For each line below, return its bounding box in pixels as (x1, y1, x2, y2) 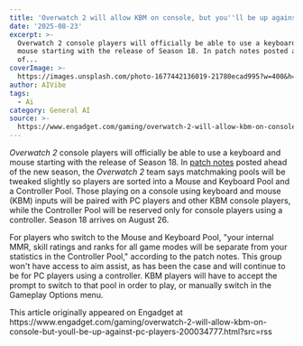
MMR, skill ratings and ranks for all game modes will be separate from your (9, 241, 288, 252)
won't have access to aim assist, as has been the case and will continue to (9, 261, 286, 271)
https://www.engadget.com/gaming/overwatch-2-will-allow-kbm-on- (9, 317, 268, 327)
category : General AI (9, 106, 91, 115)
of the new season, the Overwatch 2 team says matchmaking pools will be (9, 166, 286, 177)
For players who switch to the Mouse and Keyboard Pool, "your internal (9, 232, 274, 242)
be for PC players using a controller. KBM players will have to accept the (9, 270, 278, 281)
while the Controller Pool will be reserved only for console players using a (9, 205, 283, 215)
